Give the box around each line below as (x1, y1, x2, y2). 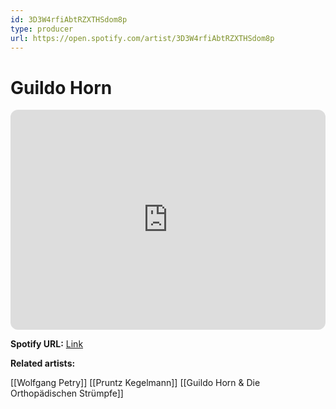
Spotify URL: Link (10, 338, 84, 350)
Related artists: (10, 357, 76, 370)
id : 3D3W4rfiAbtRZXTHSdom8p (10, 14, 128, 25)
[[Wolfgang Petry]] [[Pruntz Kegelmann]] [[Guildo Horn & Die (10, 377, 261, 389)
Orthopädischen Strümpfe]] (10, 387, 124, 400)
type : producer (10, 24, 74, 34)
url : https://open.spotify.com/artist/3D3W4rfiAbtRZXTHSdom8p (10, 33, 275, 43)
